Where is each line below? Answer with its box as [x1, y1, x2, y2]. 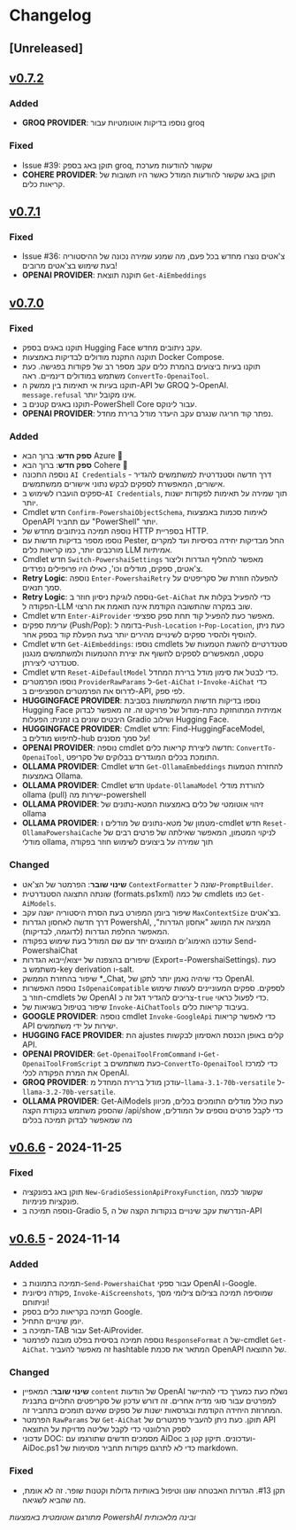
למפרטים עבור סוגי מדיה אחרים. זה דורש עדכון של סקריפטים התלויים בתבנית [21, 1395, 277, 1406]
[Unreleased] [9, 41, 84, 56]
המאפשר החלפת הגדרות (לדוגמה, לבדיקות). [21, 925, 170, 936]
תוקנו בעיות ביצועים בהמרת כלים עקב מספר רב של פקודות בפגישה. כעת [21, 361, 261, 371]
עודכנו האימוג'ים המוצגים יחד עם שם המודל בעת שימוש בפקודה [21, 935, 232, 946]
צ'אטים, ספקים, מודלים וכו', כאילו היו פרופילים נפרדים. [21, 564, 203, 574]
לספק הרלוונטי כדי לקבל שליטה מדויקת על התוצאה [21, 1424, 192, 1434]
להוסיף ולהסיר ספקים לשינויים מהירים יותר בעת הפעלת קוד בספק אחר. [21, 629, 257, 640]
